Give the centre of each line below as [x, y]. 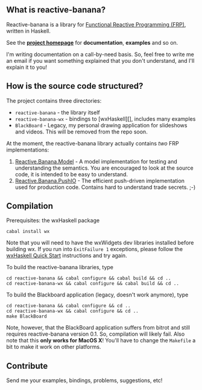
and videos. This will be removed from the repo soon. [81, 132]
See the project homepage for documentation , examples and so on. [92, 42]
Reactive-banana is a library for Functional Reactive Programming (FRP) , [96, 24]
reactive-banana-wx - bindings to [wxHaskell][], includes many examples [105, 119]
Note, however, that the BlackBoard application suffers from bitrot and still [98, 328]
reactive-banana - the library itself [58, 112]
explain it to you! [27, 67]
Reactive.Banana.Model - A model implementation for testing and [96, 161]
